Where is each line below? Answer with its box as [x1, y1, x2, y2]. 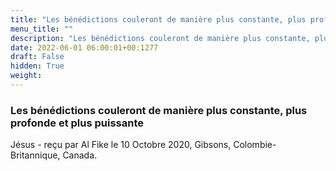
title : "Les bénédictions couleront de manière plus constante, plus [10, 14, 307, 25]
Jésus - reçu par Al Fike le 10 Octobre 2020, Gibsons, [10, 139, 232, 151]
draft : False [10, 52, 65, 62]
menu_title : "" [10, 24, 74, 34]
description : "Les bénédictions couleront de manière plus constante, [10, 33, 311, 43]
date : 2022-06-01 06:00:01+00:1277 [10, 42, 159, 53]
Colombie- [233, 139, 277, 151]
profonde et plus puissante [10, 116, 145, 130]
